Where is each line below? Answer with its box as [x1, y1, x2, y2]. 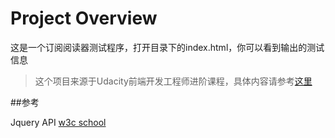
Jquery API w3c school [10, 116, 107, 128]
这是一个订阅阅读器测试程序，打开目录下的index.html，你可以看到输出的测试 [10, 41, 325, 53]
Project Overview [10, 7, 158, 30]
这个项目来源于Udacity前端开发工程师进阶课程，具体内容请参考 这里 [34, 75, 313, 87]
